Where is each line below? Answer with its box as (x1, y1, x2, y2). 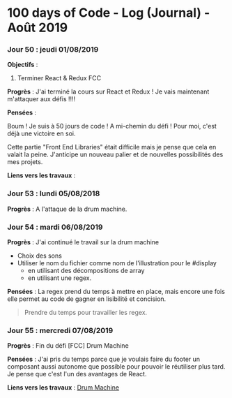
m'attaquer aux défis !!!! (7, 95, 76, 103)
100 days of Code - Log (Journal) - (7, 5, 210, 21)
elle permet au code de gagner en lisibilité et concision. (7, 295, 167, 303)
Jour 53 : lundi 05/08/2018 (7, 189, 100, 198)
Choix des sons (17, 251, 63, 260)
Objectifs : (7, 61, 38, 69)
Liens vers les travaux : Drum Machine (7, 383, 120, 392)
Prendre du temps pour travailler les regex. (24, 309, 148, 317)
